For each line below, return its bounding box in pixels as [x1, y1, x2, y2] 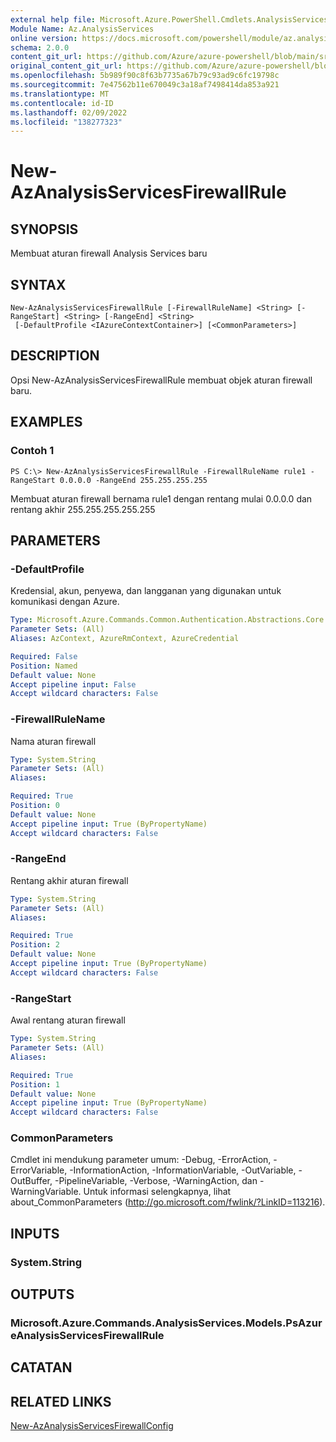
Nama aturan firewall [10, 735, 97, 747]
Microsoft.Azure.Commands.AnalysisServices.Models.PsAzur [10, 1316, 323, 1330]
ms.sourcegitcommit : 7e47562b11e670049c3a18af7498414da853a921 [10, 80, 280, 90]
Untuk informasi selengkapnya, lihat [83, 1186, 232, 1198]
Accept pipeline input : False [10, 679, 137, 690]
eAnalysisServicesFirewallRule [10, 1329, 165, 1343]
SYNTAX [10, 276, 67, 293]
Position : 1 [10, 1079, 60, 1090]
